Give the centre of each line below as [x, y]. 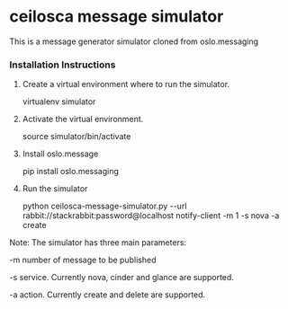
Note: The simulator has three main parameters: [98, 243]
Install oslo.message [60, 154]
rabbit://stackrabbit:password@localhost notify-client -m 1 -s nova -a [151, 216]
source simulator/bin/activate [76, 137]
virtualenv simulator [59, 102]
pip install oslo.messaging [71, 172]
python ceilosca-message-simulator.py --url [104, 206]
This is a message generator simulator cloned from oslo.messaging [134, 41]
